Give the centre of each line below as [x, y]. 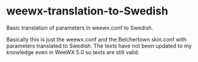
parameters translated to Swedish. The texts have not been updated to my [99, 46]
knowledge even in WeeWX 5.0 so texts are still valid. [73, 52]
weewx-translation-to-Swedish [87, 11]
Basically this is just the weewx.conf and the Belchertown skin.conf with [97, 39]
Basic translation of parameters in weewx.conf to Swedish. [80, 28]
